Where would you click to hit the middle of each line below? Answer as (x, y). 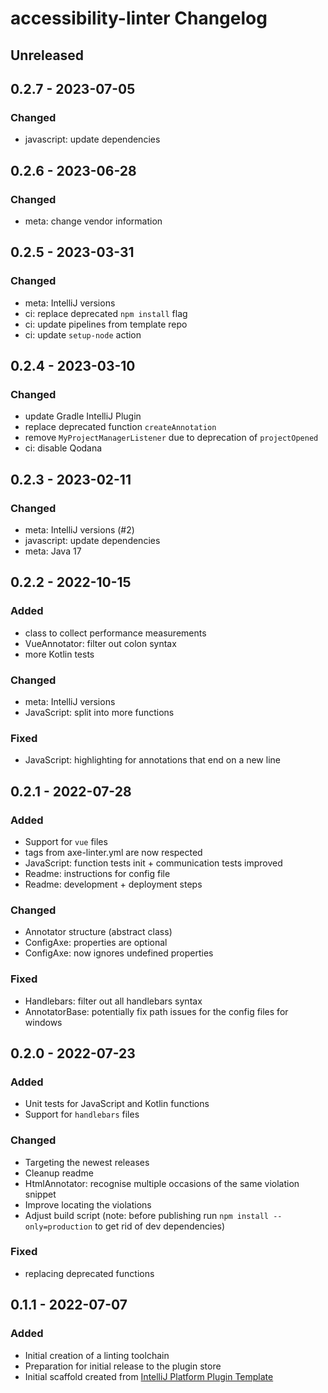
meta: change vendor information (93, 221)
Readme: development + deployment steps (113, 884)
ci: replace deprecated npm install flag (106, 313)
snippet (40, 1194)
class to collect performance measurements (115, 633)
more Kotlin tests (59, 654)
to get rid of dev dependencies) (160, 1226)
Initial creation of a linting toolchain (97, 1355)
